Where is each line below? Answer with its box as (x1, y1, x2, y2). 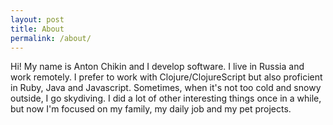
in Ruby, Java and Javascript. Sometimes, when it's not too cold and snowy (10, 82, 322, 94)
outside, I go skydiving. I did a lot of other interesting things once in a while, (10, 92, 322, 105)
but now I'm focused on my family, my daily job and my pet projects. (10, 103, 292, 115)
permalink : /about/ (10, 33, 92, 43)
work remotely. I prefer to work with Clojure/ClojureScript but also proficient (10, 71, 323, 83)
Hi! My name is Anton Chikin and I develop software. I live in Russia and (10, 61, 305, 73)
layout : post (10, 14, 65, 25)
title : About (10, 24, 65, 34)
